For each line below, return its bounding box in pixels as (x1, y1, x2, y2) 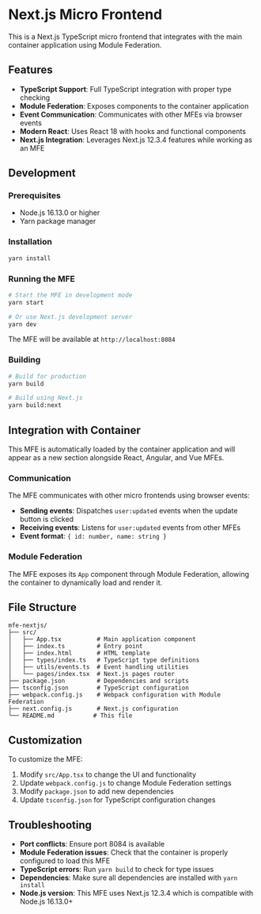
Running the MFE (8, 273, 75, 284)
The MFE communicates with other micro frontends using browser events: (8, 490, 251, 501)
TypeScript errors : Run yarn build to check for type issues (19, 865, 214, 874)
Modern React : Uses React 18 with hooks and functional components (19, 126, 247, 136)
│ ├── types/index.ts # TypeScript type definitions (8, 656, 200, 664)
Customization (8, 733, 83, 747)
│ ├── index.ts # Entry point (8, 643, 144, 651)
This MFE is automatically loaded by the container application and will (8, 444, 236, 454)
